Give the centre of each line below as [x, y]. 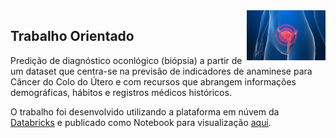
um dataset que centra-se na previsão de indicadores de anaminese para [161, 71]
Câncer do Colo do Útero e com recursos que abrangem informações [153, 81]
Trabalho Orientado [72, 36]
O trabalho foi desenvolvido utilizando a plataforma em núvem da [145, 111]
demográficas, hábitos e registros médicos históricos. [121, 92]
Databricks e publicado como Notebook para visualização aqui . [141, 122]
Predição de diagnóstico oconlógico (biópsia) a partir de [126, 60]
